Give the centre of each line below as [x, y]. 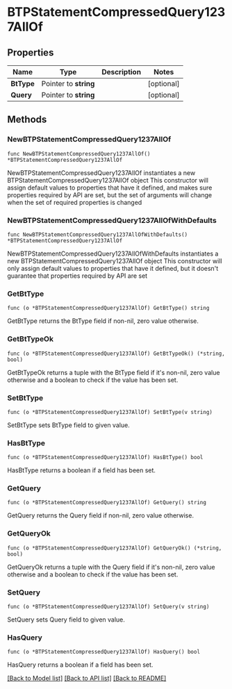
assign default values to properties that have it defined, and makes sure [110, 188]
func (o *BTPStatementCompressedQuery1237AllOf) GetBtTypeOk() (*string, [116, 354]
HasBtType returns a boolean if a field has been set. [82, 470]
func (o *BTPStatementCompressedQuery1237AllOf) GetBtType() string [108, 308]
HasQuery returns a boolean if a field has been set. [80, 665]
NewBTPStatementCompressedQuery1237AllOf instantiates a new [101, 173]
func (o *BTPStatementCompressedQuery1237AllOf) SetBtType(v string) [110, 412]
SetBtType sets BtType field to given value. [68, 425]
